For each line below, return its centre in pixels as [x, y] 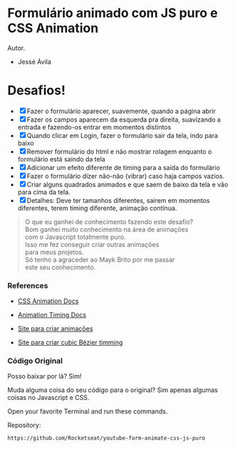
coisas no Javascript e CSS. [48, 398]
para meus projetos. [54, 252]
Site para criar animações [55, 329]
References [28, 285]
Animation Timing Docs [52, 315]
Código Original [35, 361]
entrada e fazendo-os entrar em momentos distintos [94, 127]
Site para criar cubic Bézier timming [70, 342]
